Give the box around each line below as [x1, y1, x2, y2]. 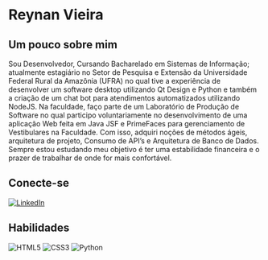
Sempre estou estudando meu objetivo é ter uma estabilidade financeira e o [8, 145, 260, 154]
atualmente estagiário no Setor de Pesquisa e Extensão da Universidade [8, 68, 248, 77]
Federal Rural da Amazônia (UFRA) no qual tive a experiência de [8, 76, 221, 85]
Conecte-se [8, 176, 70, 190]
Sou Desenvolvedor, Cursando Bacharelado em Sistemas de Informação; [8, 59, 250, 68]
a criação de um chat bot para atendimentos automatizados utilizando [8, 93, 241, 102]
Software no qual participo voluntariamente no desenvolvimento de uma [8, 110, 248, 120]
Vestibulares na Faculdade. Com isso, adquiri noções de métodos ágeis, [8, 127, 248, 137]
